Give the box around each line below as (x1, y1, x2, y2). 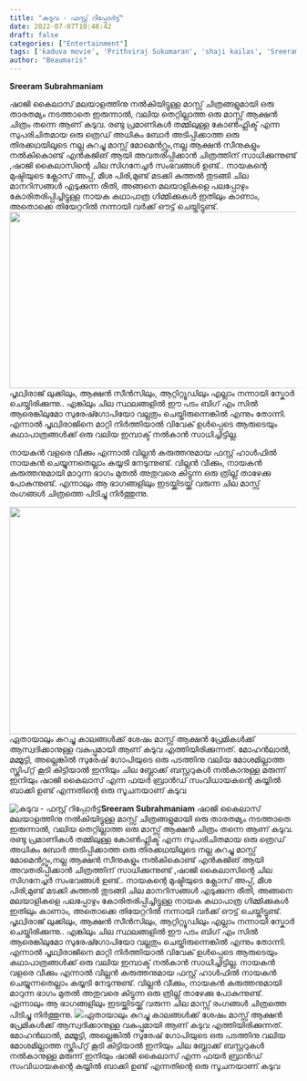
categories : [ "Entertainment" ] (9, 38, 128, 48)
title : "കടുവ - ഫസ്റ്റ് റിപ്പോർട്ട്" (9, 13, 125, 23)
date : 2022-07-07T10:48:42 (9, 22, 112, 31)
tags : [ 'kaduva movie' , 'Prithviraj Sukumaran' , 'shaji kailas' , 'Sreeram (9, 47, 300, 57)
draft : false (9, 30, 59, 39)
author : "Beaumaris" (9, 56, 88, 65)
